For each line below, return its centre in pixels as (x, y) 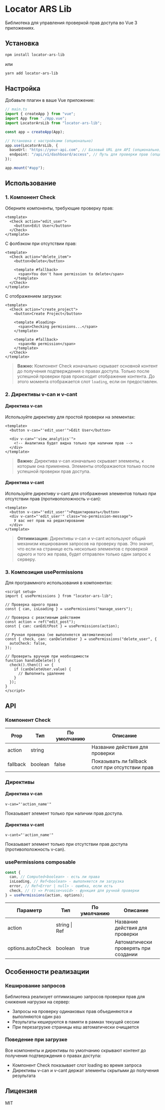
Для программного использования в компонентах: (59, 583)
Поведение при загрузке (36, 1040)
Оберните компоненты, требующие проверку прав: (59, 208)
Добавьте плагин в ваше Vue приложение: (50, 100)
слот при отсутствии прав (123, 767)
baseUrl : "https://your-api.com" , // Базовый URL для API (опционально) (85, 150)
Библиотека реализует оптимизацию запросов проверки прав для (75, 996)
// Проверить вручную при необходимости (47, 656)
